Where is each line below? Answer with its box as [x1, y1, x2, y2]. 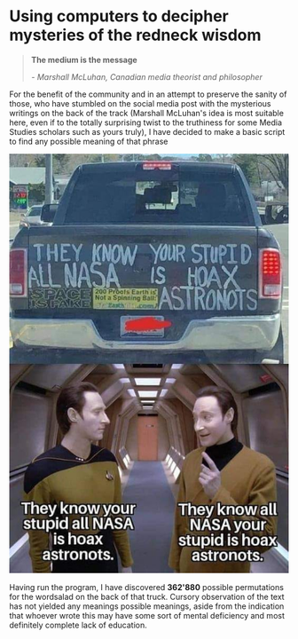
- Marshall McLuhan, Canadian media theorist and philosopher [30, 71, 263, 82]
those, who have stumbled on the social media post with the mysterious [9, 98, 271, 108]
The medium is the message [30, 54, 137, 65]
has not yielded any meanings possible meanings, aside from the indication [9, 601, 285, 611]
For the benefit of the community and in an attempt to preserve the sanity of [9, 89, 287, 99]
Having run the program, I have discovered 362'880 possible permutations [9, 582, 284, 593]
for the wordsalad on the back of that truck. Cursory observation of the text [9, 592, 286, 603]
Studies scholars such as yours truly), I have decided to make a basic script [9, 126, 286, 137]
